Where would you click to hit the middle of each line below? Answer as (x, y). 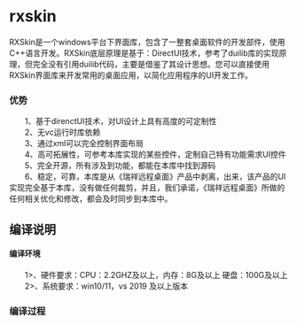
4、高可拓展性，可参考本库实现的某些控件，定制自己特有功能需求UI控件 (156, 155)
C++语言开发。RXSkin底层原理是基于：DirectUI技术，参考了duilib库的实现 (144, 53)
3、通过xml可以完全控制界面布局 (84, 143)
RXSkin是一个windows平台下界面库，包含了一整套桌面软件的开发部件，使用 (147, 42)
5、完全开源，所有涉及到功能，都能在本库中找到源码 (121, 166)
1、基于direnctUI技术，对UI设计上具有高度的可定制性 (121, 121)
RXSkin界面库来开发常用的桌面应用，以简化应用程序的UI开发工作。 (131, 75)
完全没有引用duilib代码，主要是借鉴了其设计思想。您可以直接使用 (151, 64)
